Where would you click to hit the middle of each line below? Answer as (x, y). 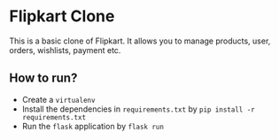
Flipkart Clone (62, 16)
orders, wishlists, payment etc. (65, 50)
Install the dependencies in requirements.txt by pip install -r (138, 109)
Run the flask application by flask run (93, 126)
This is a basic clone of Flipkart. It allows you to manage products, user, (140, 41)
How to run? (43, 78)
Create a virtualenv (58, 99)
